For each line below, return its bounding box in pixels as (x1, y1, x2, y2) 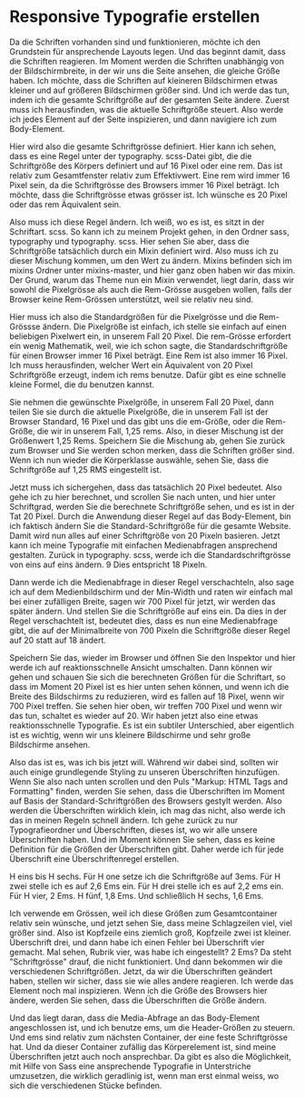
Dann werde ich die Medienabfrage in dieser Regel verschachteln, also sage (9, 576, 295, 587)
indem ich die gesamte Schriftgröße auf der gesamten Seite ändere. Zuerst (9, 94, 290, 105)
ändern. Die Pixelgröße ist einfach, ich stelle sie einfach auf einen (42, 321, 288, 332)
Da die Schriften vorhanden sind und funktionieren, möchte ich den (9, 36, 261, 47)
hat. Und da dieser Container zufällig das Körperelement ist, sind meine (9, 1041, 277, 1052)
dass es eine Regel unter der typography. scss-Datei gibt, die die (9, 150, 252, 161)
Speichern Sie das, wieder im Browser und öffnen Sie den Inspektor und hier (9, 652, 296, 663)
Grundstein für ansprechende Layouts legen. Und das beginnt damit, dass (9, 45, 286, 56)
